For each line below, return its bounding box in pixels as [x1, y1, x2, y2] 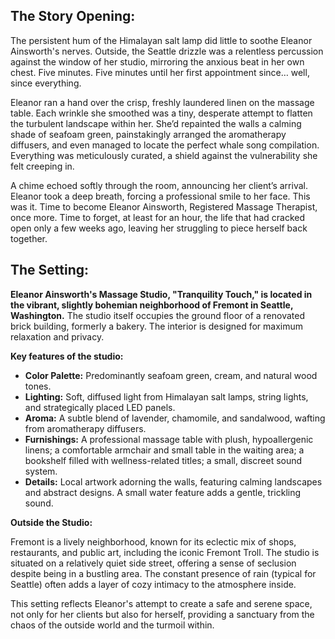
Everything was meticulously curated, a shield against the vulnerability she [10, 149, 318, 161]
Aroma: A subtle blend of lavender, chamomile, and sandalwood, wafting [24, 412, 326, 424]
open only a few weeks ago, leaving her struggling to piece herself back [10, 222, 308, 234]
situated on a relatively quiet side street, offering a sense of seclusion [10, 557, 297, 569]
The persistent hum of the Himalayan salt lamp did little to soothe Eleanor [10, 34, 313, 46]
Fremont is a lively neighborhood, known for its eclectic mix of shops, [10, 535, 297, 548]
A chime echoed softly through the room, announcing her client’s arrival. [10, 179, 308, 191]
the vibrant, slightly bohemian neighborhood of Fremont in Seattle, [10, 299, 294, 311]
